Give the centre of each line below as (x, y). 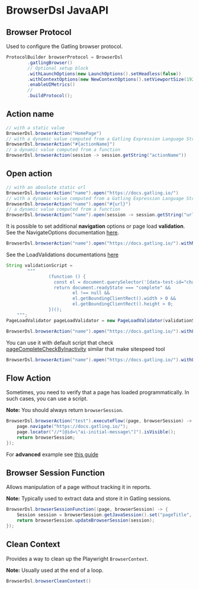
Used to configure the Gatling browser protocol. (65, 46)
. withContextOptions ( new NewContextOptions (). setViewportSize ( (107, 79)
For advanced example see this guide (52, 454)
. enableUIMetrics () (52, 85)
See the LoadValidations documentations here (62, 255)
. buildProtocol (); (50, 96)
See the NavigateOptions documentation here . (63, 233)
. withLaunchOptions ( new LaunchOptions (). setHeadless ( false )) (105, 74)
